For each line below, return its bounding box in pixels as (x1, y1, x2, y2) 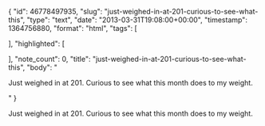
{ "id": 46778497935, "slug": (8, 7, 103, 16)
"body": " (26, 63, 57, 72)
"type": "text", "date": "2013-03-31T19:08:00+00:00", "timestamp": (26, 15, 247, 25)
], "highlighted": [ (8, 39, 65, 48)
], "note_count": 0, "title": (8, 55, 91, 63)
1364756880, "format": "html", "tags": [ (8, 24, 137, 32)
